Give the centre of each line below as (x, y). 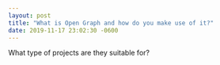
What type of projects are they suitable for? (79, 53)
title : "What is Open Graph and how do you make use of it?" (111, 23)
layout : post (30, 15)
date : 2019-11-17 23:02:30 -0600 (63, 30)
